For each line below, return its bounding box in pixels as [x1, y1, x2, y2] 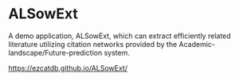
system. [104, 48, 130, 57]
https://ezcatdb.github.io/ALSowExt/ [8, 63, 127, 72]
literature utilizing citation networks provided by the [8, 39, 178, 48]
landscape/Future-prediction [8, 48, 103, 57]
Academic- [178, 39, 216, 48]
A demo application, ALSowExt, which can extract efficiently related [8, 31, 231, 40]
